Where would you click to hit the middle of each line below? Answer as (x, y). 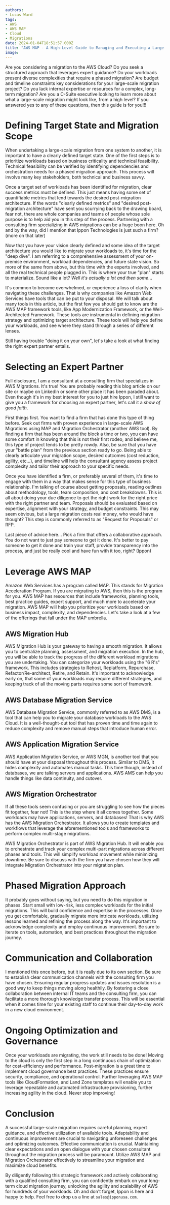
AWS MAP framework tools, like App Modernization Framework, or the (78, 309)
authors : (14, 10)
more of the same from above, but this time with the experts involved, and (82, 267)
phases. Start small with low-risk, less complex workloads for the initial (79, 905)
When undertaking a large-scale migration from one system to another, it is (83, 150)
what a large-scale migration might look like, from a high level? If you (77, 99)
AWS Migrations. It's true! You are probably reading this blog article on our (83, 386)
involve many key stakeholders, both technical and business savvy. (75, 177)
